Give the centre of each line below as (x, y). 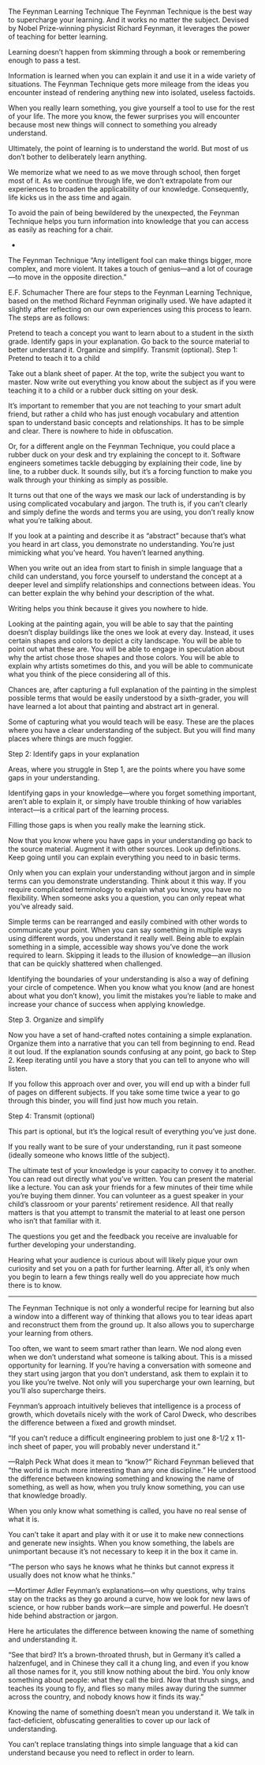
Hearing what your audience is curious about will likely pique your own (123, 1260)
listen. (18, 1068)
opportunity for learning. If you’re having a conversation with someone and (130, 1365)
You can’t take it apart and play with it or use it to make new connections (126, 1534)
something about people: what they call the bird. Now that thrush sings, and (131, 1680)
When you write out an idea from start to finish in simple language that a (125, 568)
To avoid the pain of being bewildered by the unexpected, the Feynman (124, 213)
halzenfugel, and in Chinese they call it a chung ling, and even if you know (129, 1663)
